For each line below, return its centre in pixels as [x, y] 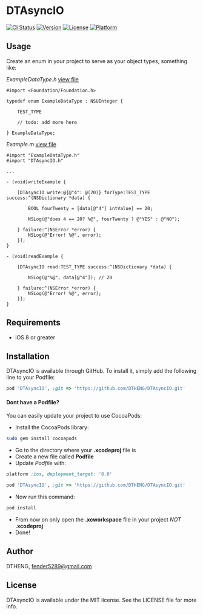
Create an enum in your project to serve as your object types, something [97, 61]
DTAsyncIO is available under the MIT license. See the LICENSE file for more [101, 600]
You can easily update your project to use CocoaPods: [74, 416]
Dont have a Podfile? [33, 402]
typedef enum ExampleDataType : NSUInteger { [65, 101]
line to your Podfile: [31, 378]
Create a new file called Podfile [54, 457]
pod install [21, 508]
